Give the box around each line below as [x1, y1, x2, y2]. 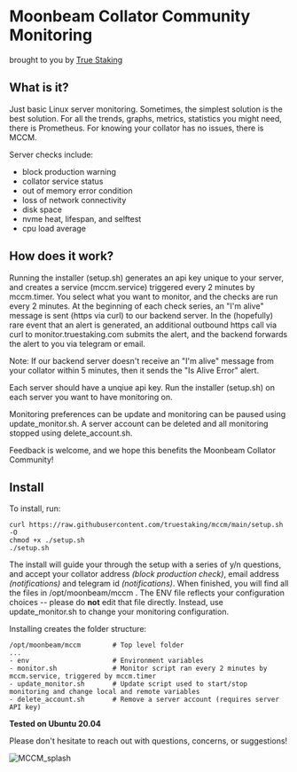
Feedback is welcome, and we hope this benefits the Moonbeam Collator [9, 445, 277, 455]
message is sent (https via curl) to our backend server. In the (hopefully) [9, 310, 273, 320]
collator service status [21, 176, 104, 186]
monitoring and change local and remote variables [9, 688, 200, 697]
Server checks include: [9, 149, 94, 160]
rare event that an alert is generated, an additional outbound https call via [9, 319, 277, 330]
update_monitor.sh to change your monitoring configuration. [9, 606, 229, 618]
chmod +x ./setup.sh [9, 536, 86, 545]
